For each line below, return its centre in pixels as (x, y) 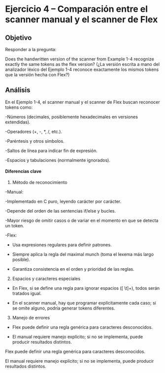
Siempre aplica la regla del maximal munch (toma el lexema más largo (83, 254)
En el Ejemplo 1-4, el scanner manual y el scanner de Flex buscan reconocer (82, 102)
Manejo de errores (31, 318)
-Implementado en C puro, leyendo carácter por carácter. (63, 202)
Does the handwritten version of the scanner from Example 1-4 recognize (80, 59)
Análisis (18, 90)
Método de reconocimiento (40, 183)
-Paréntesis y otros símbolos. (35, 141)
